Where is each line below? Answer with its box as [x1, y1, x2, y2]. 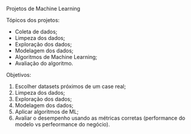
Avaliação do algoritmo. [14, 60, 74, 67]
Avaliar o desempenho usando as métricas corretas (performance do [14, 114, 186, 121]
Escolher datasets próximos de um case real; [14, 83, 126, 90]
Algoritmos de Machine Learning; [14, 54, 98, 60]
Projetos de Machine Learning [6, 5, 81, 12]
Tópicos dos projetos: [6, 17, 60, 23]
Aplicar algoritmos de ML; [14, 108, 79, 115]
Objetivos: [6, 71, 32, 78]
